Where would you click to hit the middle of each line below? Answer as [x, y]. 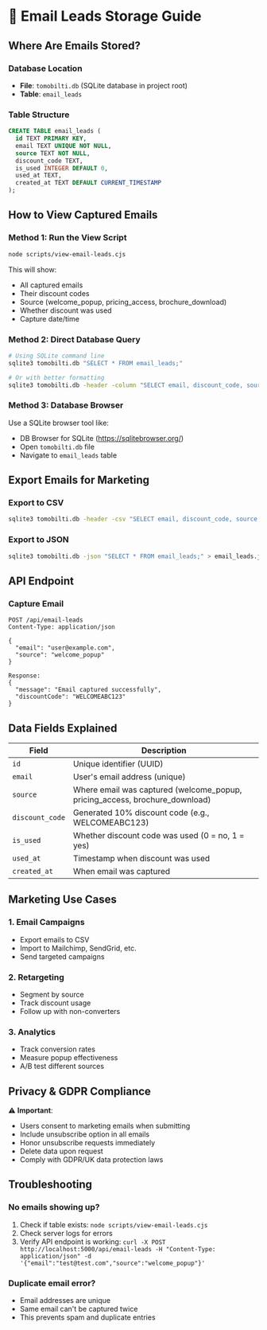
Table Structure [39, 115]
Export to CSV [36, 503]
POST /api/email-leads [46, 620]
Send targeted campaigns [62, 956]
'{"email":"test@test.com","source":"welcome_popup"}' [112, 1263]
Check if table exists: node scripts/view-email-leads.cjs [114, 1224]
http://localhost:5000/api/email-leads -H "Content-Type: [118, 1249]
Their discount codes [54, 293]
